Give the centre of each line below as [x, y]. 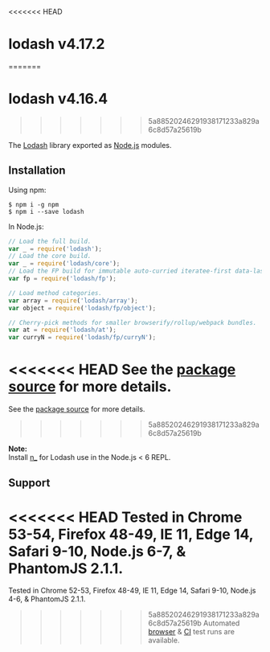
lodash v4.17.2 [57, 44]
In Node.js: [26, 226]
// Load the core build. [50, 256]
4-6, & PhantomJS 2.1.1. [47, 599]
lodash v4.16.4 [58, 99]
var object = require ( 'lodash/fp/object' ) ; [82, 308]
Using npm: [27, 190]
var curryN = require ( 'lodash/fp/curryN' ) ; [82, 338]
